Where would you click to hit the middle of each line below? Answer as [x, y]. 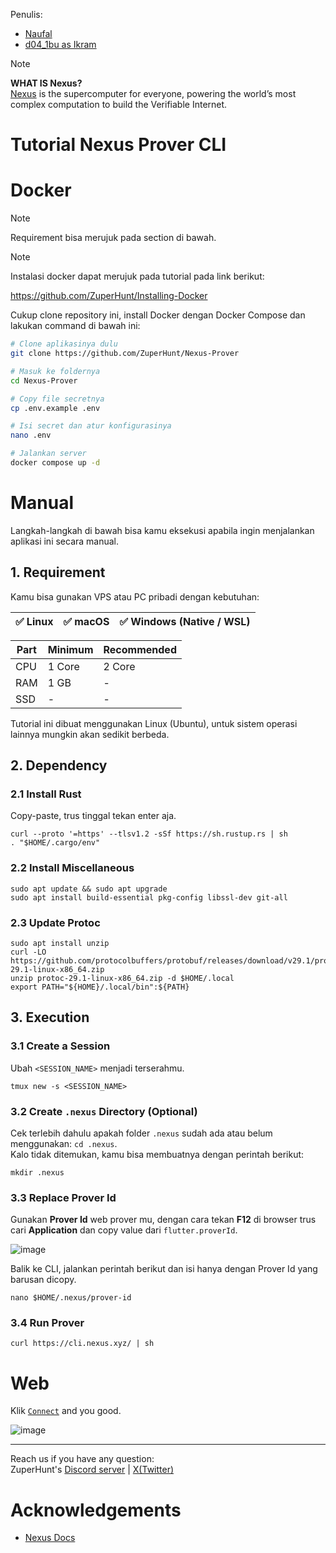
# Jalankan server [48, 454]
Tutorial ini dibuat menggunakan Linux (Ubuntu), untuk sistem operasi [154, 723]
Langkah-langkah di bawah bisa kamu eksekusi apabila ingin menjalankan [162, 530]
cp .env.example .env [55, 408]
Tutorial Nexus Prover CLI [118, 145]
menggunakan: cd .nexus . [64, 1143]
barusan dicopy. [43, 1280]
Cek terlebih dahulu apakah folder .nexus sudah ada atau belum [141, 1133]
